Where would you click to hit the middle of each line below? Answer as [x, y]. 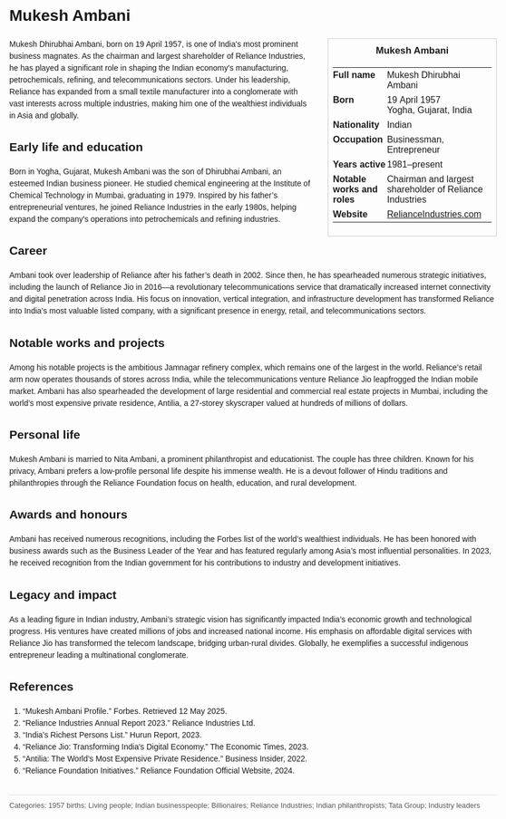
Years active [360, 164]
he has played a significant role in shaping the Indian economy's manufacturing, [149, 67]
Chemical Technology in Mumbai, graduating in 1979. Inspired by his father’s [144, 196]
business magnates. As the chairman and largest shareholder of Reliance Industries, [158, 56]
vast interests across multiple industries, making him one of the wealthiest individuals [158, 103]
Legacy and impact [63, 594]
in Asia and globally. [44, 115]
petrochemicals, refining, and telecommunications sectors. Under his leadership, [150, 79]
